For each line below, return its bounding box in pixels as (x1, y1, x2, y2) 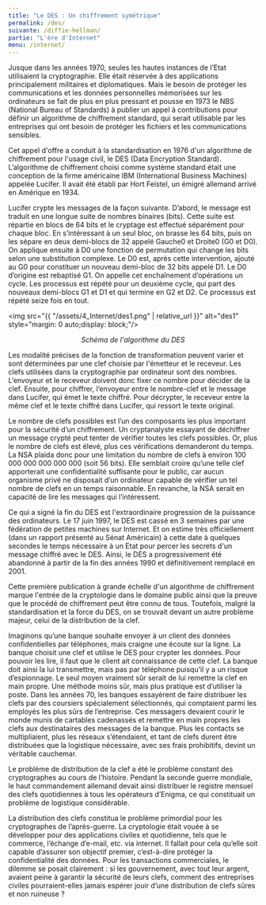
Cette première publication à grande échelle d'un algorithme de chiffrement (8, 582, 255, 592)
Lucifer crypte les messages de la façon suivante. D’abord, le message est (8, 203, 251, 213)
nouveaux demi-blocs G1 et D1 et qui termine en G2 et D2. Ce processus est (8, 287, 256, 297)
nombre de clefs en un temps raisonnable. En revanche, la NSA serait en (8, 484, 245, 493)
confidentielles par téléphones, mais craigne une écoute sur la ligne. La (8, 639, 241, 649)
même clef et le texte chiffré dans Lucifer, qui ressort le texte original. (8, 401, 235, 411)
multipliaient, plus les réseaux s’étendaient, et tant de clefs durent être (8, 732, 237, 742)
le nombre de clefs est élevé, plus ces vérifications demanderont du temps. (8, 442, 254, 451)
